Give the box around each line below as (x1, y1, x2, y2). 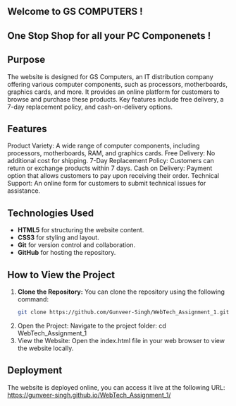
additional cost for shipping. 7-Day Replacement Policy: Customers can (7, 157, 215, 165)
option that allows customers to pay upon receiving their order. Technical (7, 172, 220, 180)
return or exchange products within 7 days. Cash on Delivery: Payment (7, 164, 213, 172)
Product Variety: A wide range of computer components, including (7, 141, 200, 150)
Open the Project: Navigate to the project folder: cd (17, 321, 167, 330)
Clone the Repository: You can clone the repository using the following (17, 287, 225, 296)
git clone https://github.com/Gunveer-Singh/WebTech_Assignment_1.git (17, 309, 230, 316)
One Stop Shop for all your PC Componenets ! (7, 30, 211, 42)
